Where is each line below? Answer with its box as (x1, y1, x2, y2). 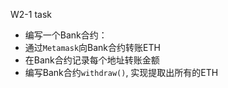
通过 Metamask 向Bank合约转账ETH (24, 42, 161, 53)
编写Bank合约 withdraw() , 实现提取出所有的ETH (24, 67, 219, 78)
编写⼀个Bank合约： (24, 29, 108, 41)
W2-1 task (10, 9, 52, 20)
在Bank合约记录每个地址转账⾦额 (24, 54, 160, 66)
